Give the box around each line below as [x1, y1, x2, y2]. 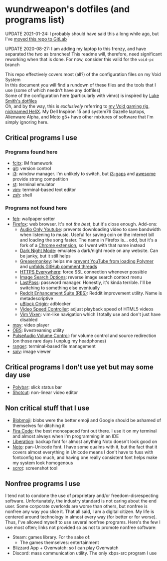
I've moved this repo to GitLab [5, 36, 67, 42]
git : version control [12, 165, 51, 171]
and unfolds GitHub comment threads [19, 263, 97, 269]
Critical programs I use [5, 133, 77, 142]
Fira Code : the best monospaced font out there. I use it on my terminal [12, 427, 157, 433]
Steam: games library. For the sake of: [12, 534, 91, 540]
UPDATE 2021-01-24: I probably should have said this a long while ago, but [5, 30, 159, 36]
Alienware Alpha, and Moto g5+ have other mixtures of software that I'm [5, 113, 154, 119]
